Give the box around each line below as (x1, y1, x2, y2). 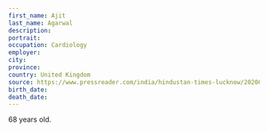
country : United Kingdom (8, 71, 91, 79)
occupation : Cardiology (8, 41, 88, 49)
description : (8, 26, 52, 34)
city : (8, 56, 26, 64)
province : (8, 64, 41, 72)
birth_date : (8, 85, 48, 94)
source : (8, 78, 34, 86)
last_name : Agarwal (8, 19, 73, 27)
